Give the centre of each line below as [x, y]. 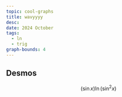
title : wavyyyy [25, 17]
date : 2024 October [30, 28]
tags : [13, 33]
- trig [19, 44]
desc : [13, 22]
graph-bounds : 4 [26, 50]
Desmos [21, 73]
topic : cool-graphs [30, 11]
